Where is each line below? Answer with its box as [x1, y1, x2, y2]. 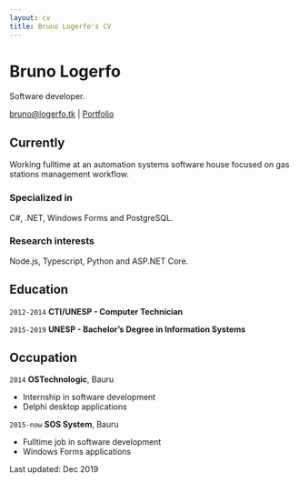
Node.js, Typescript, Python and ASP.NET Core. [9, 256, 189, 267]
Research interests [9, 235, 95, 247]
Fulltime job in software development [22, 437, 162, 448]
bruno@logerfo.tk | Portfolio [9, 108, 115, 119]
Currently [9, 135, 65, 150]
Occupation [9, 350, 77, 366]
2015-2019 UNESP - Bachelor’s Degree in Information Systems [9, 324, 246, 335]
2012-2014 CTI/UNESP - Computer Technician [9, 306, 184, 317]
